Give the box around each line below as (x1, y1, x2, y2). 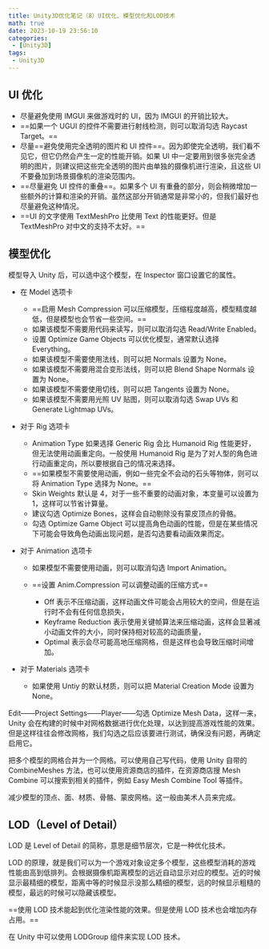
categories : (8, 34, 48, 43)
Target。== (19, 131, 58, 140)
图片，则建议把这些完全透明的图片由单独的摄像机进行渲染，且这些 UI (34, 161, 261, 171)
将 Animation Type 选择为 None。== (31, 478, 152, 488)
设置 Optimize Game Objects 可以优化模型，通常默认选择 (31, 334, 220, 343)
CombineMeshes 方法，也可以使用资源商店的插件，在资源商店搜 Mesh (8, 765, 241, 775)
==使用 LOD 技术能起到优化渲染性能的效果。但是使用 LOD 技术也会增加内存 (8, 905, 258, 915)
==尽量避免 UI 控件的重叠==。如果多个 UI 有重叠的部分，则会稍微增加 (19, 181, 251, 191)
